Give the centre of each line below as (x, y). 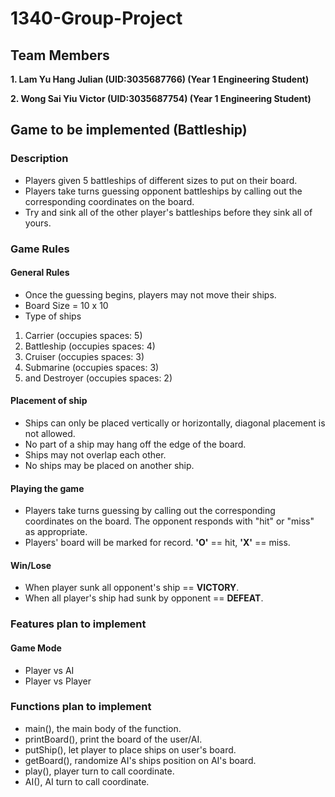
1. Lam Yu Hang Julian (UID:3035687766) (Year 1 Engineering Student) (160, 79)
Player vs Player (58, 681)
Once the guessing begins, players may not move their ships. (150, 294)
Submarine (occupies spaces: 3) (92, 367)
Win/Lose (31, 565)
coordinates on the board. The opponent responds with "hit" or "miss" (169, 521)
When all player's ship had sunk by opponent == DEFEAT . (144, 598)
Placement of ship (49, 401)
